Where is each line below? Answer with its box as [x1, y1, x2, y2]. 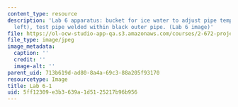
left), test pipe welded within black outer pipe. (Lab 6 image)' [13, 23, 214, 30]
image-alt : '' [13, 63, 55, 70]
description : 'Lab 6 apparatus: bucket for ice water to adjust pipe [7, 17, 217, 24]
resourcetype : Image [7, 75, 69, 83]
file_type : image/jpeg [7, 37, 74, 44]
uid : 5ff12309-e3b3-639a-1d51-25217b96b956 [7, 89, 138, 96]
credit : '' [13, 56, 46, 63]
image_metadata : [7, 43, 55, 50]
